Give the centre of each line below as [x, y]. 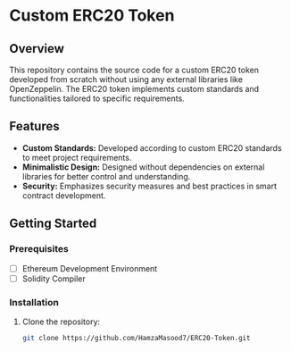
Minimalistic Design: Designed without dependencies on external [143, 167]
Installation [34, 302]
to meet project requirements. [77, 157]
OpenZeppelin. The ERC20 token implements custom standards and [134, 89]
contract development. [64, 195]
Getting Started [53, 224]
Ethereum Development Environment [90, 268]
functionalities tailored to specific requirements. [97, 98]
